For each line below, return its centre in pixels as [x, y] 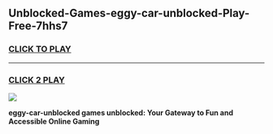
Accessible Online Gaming [54, 121]
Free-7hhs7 [38, 26]
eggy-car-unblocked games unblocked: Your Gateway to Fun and [121, 112]
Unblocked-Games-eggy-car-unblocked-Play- [129, 13]
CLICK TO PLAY [40, 50]
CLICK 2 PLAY [37, 80]
